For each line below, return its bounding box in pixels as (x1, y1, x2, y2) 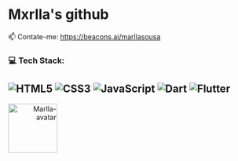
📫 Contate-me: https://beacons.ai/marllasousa (8, 31, 161, 41)
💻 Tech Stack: (8, 55, 65, 66)
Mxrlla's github (8, 5, 109, 24)
